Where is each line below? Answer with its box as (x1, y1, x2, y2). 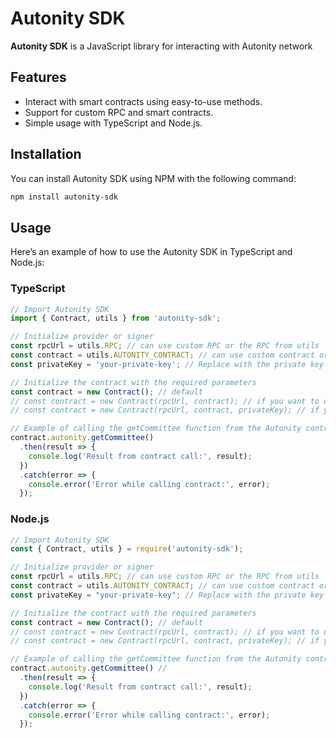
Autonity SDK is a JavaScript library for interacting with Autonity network (10, 40, 313, 52)
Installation (10, 146, 82, 163)
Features (10, 69, 67, 86)
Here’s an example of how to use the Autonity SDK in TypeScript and (10, 246, 293, 258)
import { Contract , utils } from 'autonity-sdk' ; (10, 313, 222, 324)
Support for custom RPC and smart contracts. (24, 106, 214, 118)
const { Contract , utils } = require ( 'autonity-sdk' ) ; (10, 544, 244, 554)
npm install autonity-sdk (10, 192, 118, 202)
